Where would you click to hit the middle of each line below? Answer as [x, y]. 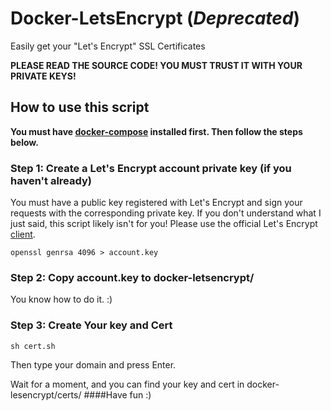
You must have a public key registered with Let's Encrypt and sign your [156, 203]
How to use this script [80, 107]
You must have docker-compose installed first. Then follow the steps [156, 131]
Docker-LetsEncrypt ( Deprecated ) [155, 18]
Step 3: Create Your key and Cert [91, 325]
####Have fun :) [117, 394]
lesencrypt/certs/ [46, 394]
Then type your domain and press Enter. [93, 364]
